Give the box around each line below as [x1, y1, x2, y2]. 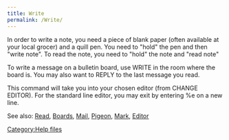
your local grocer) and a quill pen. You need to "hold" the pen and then [7, 43, 208, 51]
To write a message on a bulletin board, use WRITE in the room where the [7, 63, 215, 71]
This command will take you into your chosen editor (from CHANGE [7, 84, 198, 92]
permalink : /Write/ [7, 16, 63, 23]
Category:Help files [7, 125, 63, 133]
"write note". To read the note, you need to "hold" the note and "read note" [7, 49, 219, 58]
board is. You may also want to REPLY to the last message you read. [7, 70, 200, 79]
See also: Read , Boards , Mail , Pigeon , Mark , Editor [7, 111, 149, 120]
